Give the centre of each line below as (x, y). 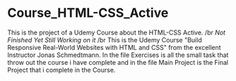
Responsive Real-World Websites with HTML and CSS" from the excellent (114, 47)
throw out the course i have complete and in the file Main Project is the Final (118, 62)
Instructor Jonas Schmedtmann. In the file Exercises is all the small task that (118, 55)
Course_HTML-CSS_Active (88, 13)
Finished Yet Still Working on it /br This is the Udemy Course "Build (105, 39)
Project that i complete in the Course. (61, 70)
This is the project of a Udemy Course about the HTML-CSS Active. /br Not (117, 32)
